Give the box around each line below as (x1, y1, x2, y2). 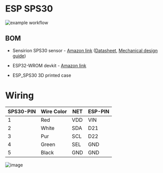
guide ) (12, 53, 26, 59)
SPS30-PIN (8, 108, 36, 115)
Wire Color (41, 108, 67, 115)
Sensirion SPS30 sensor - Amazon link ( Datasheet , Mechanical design (12, 47, 158, 53)
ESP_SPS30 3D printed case (12, 72, 71, 78)
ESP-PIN (88, 108, 109, 115)
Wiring (5, 90, 34, 101)
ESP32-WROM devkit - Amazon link (12, 62, 87, 68)
